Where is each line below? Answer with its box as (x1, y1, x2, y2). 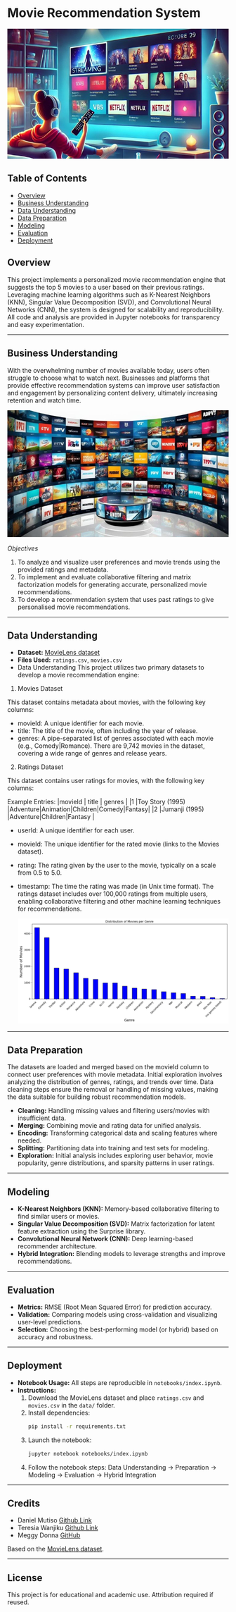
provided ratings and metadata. (17, 565, 109, 574)
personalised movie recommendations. (17, 603, 131, 611)
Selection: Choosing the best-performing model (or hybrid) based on (17, 1325, 219, 1334)
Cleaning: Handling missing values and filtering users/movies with (17, 1107, 210, 1115)
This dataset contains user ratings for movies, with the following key (7, 777, 205, 785)
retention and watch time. (7, 396, 81, 405)
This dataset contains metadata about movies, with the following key (7, 698, 206, 706)
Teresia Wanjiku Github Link (17, 1524, 98, 1532)
